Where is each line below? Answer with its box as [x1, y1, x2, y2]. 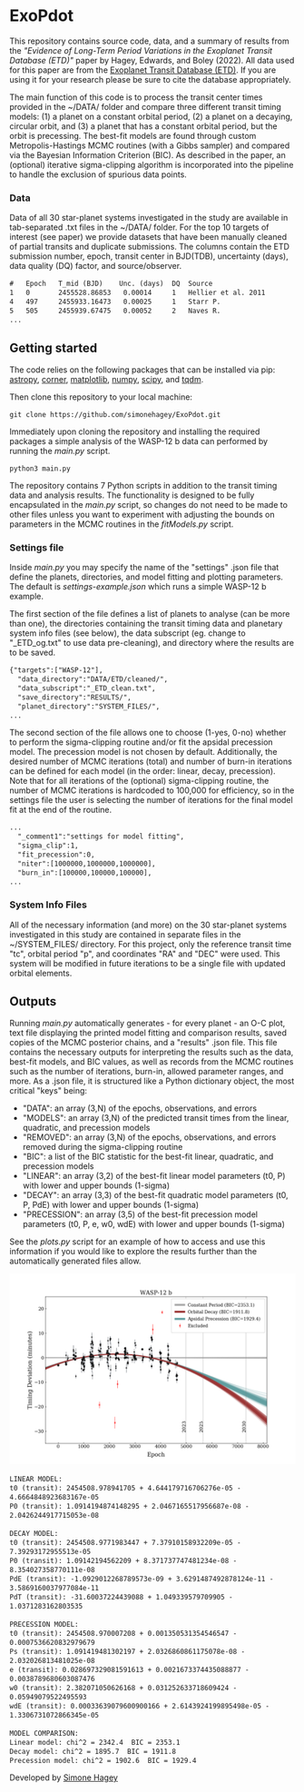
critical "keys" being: [9, 1085, 88, 1096]
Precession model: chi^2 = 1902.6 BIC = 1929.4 [9, 1757, 197, 1766]
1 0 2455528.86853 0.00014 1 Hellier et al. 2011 [9, 288, 266, 298]
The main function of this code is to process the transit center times [9, 92, 263, 103]
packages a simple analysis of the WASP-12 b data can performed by [9, 436, 269, 447]
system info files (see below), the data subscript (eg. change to [9, 628, 247, 639]
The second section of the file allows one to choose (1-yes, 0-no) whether [9, 728, 287, 738]
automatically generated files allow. [9, 1255, 142, 1267]
